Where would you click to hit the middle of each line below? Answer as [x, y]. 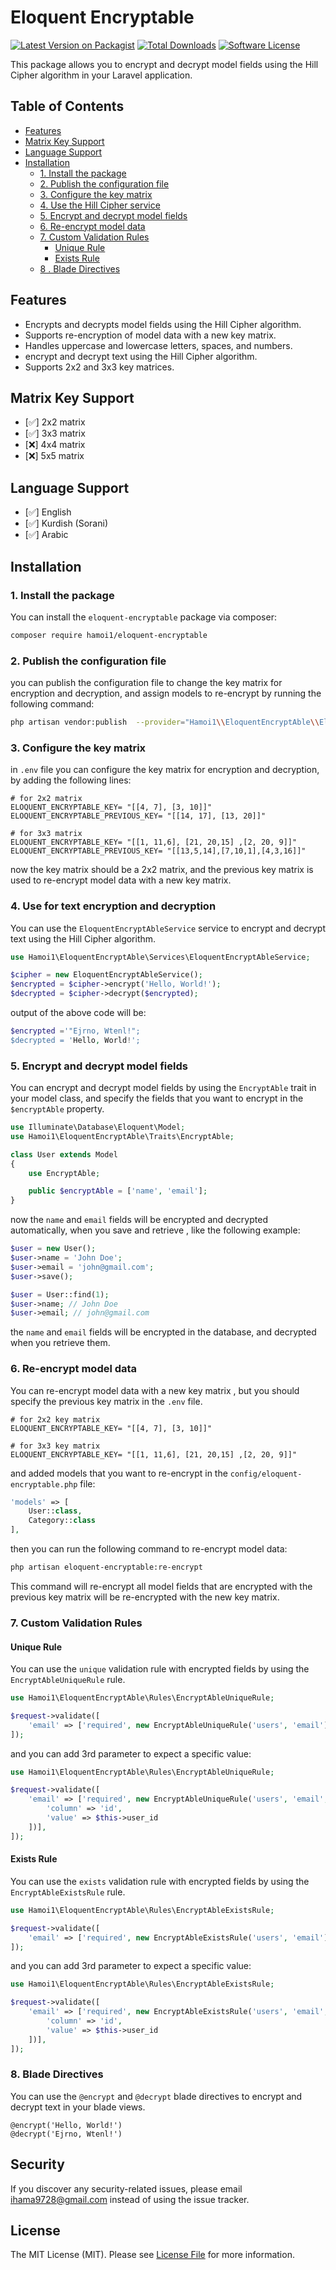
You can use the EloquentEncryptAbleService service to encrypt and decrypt [168, 928]
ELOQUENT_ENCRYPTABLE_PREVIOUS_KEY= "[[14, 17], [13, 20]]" [138, 816]
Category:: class [62, 1521]
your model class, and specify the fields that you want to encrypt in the [157, 1098]
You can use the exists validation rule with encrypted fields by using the [160, 1881]
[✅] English [48, 512]
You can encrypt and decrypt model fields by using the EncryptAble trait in [163, 1088]
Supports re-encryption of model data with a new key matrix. [150, 335]
